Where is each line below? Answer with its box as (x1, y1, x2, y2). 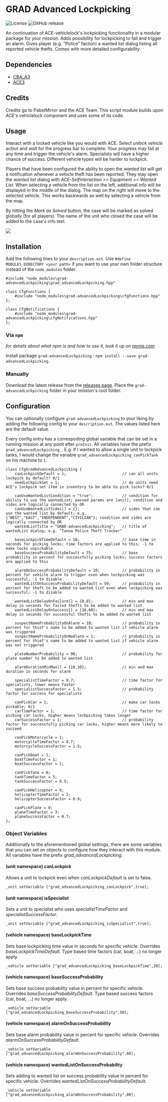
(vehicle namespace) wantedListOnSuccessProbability (5, 1061, 123, 1068)
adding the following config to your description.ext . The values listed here (5, 420, 160, 426)
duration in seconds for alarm (5, 669, 71, 674)
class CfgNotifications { (5, 307, 59, 312)
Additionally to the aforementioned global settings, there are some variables (5, 841, 162, 847)
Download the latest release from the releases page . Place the (5, 382, 134, 388)
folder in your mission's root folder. (49, 387, 121, 393)
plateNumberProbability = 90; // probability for (14, 651, 163, 656)
